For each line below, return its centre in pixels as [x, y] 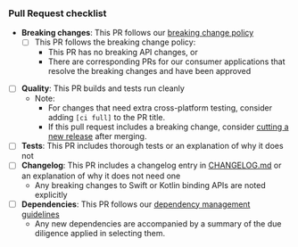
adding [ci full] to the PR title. [107, 118]
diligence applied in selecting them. [100, 233]
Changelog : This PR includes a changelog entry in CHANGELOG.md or [151, 165]
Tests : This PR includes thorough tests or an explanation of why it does [152, 146]
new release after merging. [97, 136]
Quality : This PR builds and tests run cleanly [103, 88]
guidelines [40, 214]
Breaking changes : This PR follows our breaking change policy [137, 33]
